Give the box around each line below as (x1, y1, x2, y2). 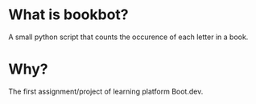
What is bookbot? (8, 6, 129, 24)
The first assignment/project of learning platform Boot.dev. (8, 86, 204, 96)
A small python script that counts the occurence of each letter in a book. (8, 32, 249, 42)
